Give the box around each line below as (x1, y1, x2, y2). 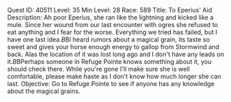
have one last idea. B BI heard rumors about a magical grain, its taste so (7, 35, 211, 44)
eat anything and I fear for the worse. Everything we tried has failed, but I (7, 28, 218, 36)
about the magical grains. (7, 87, 80, 95)
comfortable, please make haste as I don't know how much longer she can (7, 72, 222, 80)
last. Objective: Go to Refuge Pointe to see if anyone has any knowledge (7, 80, 215, 87)
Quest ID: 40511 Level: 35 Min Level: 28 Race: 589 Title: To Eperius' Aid (7, 6, 213, 14)
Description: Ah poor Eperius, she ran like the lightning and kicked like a (7, 13, 214, 22)
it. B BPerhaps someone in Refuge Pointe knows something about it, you (7, 58, 212, 65)
